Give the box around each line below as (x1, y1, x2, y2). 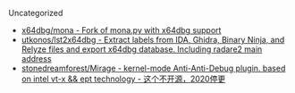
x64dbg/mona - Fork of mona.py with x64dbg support (21, 25, 222, 35)
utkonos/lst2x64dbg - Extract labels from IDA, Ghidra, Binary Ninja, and (21, 35, 285, 45)
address (21, 54, 52, 63)
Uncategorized (8, 8, 63, 18)
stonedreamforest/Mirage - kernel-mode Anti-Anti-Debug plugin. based (21, 63, 286, 73)
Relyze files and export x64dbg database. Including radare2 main (21, 44, 263, 55)
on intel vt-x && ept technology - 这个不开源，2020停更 (21, 73, 226, 84)
